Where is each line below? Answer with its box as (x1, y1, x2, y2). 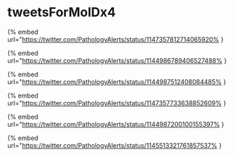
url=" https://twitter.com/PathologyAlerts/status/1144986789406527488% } (7, 56, 227, 64)
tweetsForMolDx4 (7, 4, 116, 21)
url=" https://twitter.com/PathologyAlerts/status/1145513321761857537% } (7, 141, 222, 149)
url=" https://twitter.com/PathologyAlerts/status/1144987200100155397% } (7, 120, 225, 128)
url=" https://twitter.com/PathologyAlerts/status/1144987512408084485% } (7, 77, 227, 86)
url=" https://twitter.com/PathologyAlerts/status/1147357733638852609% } (7, 98, 227, 107)
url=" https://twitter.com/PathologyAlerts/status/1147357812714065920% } (7, 35, 224, 43)
